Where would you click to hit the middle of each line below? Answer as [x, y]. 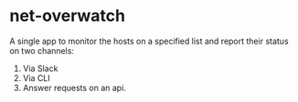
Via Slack [40, 68]
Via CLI [36, 77]
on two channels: [42, 50]
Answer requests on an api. [74, 87]
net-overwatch [68, 16]
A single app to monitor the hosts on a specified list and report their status [149, 41]
